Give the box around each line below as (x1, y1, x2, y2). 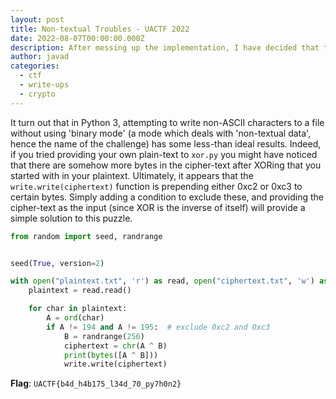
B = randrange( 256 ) (63, 331, 145, 341)
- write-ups (19, 80, 70, 90)
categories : (10, 61, 60, 71)
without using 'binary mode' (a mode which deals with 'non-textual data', (10, 127, 312, 139)
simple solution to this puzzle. (10, 212, 133, 224)
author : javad (10, 52, 70, 62)
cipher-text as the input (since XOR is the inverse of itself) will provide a (10, 201, 306, 213)
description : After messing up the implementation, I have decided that (10, 42, 320, 53)
